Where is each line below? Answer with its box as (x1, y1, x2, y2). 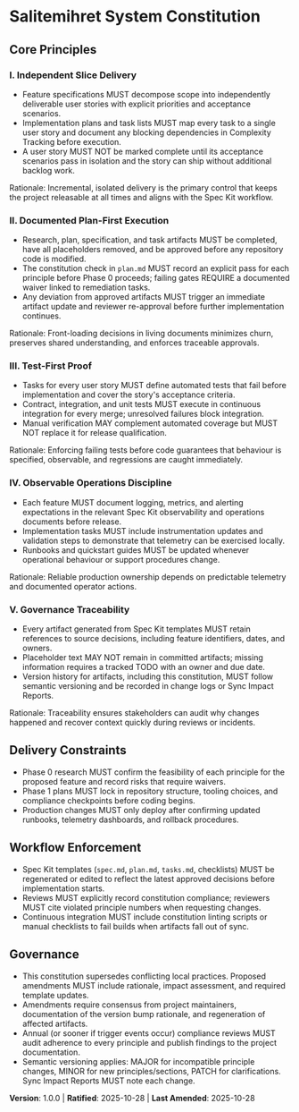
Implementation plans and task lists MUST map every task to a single (21, 117, 277, 128)
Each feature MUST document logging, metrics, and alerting (21, 497, 244, 507)
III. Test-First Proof (9, 360, 92, 372)
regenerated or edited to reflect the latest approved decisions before (21, 873, 275, 884)
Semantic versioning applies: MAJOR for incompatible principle (21, 1056, 255, 1066)
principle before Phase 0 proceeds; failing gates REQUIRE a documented (21, 273, 290, 284)
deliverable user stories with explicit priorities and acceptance (21, 98, 252, 109)
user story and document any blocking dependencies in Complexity (21, 127, 272, 138)
